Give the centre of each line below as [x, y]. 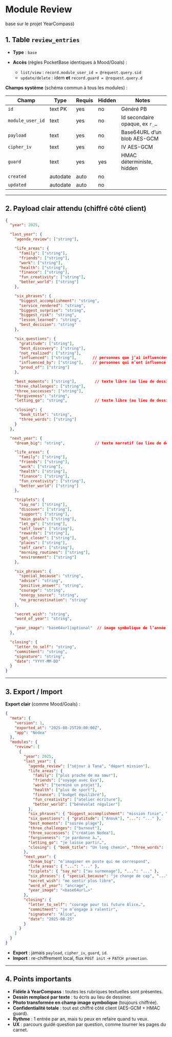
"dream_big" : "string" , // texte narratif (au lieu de [88, 443]
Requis [85, 100]
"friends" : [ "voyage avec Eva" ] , [68, 780]
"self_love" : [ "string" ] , [46, 529]
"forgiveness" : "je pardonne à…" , [65, 838]
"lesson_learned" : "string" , [50, 320]
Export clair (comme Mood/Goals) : [43, 704]
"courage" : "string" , [42, 590]
